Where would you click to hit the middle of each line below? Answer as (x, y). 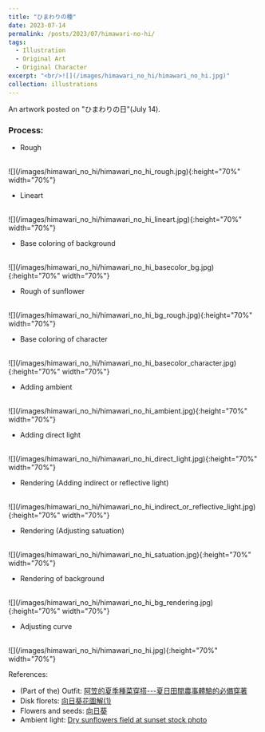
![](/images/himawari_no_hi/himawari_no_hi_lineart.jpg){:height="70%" (125, 219)
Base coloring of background (67, 243)
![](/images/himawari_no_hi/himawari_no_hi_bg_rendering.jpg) (111, 602)
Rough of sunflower (52, 291)
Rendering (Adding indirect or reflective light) (94, 482)
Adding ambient (46, 386)
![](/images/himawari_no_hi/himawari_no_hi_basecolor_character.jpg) (123, 362)
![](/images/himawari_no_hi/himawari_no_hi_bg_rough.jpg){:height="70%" (131, 315)
